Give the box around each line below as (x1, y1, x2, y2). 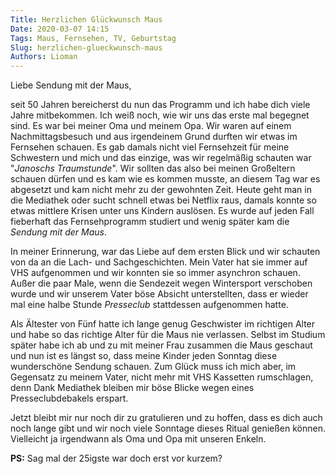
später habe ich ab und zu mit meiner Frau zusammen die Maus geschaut (10, 339, 313, 351)
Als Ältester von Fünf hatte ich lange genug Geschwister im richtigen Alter (10, 318, 316, 330)
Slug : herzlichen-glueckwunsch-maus (10, 42, 163, 53)
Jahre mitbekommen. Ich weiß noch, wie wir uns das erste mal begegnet (10, 109, 310, 121)
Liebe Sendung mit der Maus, (10, 79, 132, 91)
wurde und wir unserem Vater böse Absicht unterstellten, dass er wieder (10, 288, 309, 300)
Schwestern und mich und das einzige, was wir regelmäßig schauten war (10, 152, 312, 164)
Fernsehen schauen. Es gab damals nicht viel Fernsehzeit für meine (10, 141, 290, 153)
